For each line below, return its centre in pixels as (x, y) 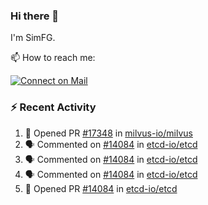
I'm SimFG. (33, 38)
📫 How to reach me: (53, 58)
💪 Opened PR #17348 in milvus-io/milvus (108, 133)
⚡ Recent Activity (53, 107)
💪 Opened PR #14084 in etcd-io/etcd (101, 188)
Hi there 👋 (35, 16)
